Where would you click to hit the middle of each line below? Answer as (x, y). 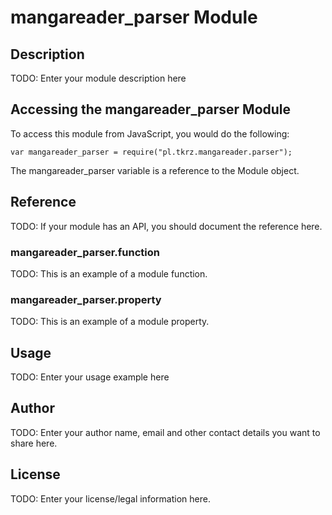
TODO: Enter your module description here (98, 78)
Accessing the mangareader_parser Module (151, 109)
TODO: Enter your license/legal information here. (110, 498)
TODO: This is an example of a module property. (110, 322)
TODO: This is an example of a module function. (109, 273)
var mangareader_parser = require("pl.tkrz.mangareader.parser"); (151, 152)
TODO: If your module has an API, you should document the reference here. (166, 226)
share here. (34, 443)
